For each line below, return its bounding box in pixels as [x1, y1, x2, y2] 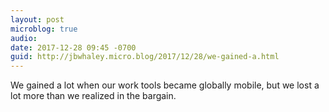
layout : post [10, 14, 65, 25]
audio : [10, 33, 38, 43]
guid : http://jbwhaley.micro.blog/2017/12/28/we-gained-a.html [10, 52, 280, 62]
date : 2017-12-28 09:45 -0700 [10, 42, 137, 53]
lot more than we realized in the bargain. [10, 90, 177, 102]
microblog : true [10, 24, 78, 34]
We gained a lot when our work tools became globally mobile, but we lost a [10, 79, 320, 91]
